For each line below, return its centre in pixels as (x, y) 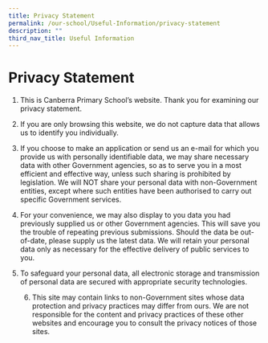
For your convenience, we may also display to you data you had (125, 215)
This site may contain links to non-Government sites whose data (138, 297)
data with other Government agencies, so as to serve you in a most (131, 165)
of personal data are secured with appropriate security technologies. (134, 282)
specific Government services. (71, 200)
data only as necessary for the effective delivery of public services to (134, 249)
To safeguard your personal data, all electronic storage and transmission (140, 273)
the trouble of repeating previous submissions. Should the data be (129, 232)
